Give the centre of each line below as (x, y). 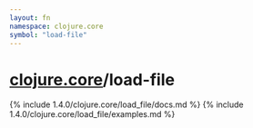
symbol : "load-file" (49, 34)
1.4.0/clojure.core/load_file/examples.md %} (92, 114)
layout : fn (30, 18)
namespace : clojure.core (56, 26)
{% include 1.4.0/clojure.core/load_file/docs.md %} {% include (126, 104)
